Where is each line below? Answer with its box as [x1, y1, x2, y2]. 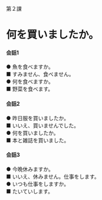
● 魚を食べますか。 [6, 63, 54, 70]
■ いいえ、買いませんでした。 [6, 122, 80, 129]
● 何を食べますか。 [6, 78, 54, 85]
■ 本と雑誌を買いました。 [6, 137, 70, 144]
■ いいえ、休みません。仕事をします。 [6, 173, 100, 180]
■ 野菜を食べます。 [6, 85, 54, 93]
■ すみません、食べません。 [6, 70, 74, 78]
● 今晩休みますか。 [6, 165, 54, 173]
